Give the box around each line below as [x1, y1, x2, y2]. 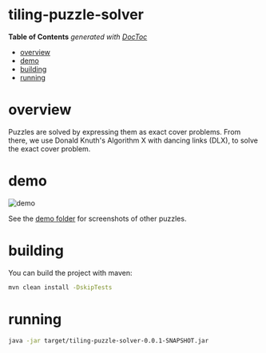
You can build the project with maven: [8, 268, 133, 277]
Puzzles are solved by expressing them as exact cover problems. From [8, 127, 241, 136]
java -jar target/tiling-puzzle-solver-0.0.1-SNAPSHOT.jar [8, 336, 209, 344]
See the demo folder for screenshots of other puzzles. [8, 214, 187, 223]
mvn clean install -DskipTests [8, 283, 113, 292]
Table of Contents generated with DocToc [8, 32, 148, 41]
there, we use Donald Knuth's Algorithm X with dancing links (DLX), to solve [8, 135, 258, 145]
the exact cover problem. [8, 143, 91, 153]
